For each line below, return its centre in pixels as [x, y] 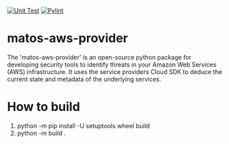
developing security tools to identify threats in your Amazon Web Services [112, 64]
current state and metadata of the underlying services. [84, 79]
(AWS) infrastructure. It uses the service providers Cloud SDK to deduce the [115, 71]
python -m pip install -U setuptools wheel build [83, 125]
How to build [44, 107]
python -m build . [41, 133]
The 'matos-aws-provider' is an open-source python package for [99, 57]
